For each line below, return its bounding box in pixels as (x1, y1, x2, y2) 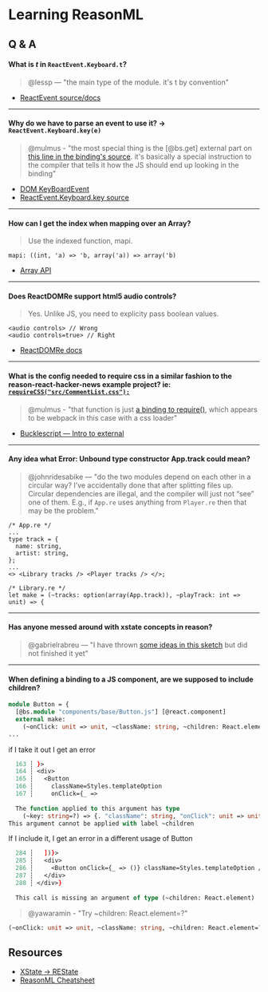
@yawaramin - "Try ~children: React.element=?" (27, 908, 188, 918)
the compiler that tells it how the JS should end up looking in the (27, 160, 239, 169)
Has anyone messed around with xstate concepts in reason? (8, 622, 213, 632)
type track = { (8, 535, 59, 543)
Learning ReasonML (8, 6, 144, 24)
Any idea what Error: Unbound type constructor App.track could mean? (8, 454, 251, 464)
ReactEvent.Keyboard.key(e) (8, 127, 102, 135)
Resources (8, 946, 63, 959)
